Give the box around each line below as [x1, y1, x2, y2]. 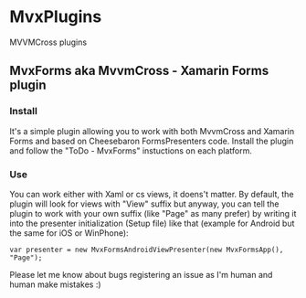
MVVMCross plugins [9, 37, 88, 48]
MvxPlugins [9, 6, 102, 27]
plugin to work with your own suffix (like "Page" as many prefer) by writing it [9, 208, 297, 218]
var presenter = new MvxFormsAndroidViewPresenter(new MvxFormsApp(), [9, 245, 284, 254]
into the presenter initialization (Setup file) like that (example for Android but [9, 218, 295, 229]
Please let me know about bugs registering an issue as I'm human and [9, 269, 273, 280]
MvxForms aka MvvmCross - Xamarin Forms [9, 63, 269, 79]
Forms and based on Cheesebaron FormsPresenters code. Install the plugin [9, 135, 294, 146]
